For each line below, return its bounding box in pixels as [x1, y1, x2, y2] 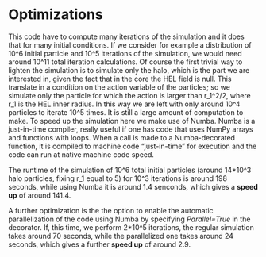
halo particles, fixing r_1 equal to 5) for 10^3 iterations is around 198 [8, 173, 228, 183]
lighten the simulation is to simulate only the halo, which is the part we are [8, 65, 250, 75]
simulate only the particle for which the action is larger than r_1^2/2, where [8, 90, 252, 100]
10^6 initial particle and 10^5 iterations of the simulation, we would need [8, 48, 242, 58]
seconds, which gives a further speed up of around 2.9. [8, 240, 191, 249]
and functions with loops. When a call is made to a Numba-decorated [8, 132, 236, 142]
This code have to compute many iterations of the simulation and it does [8, 32, 245, 41]
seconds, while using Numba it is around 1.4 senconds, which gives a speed [8, 182, 258, 191]
